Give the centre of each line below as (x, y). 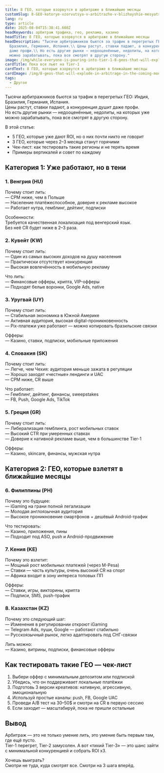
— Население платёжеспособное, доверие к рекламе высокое (71, 203)
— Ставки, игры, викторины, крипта (42, 590)
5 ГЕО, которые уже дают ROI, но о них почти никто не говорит (78, 136)
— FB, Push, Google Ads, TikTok (38, 400)
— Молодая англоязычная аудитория (44, 511)
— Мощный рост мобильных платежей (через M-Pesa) (62, 565)
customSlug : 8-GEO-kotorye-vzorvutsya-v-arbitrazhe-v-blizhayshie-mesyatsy (84, 14)
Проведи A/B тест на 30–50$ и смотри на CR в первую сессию (78, 703)
